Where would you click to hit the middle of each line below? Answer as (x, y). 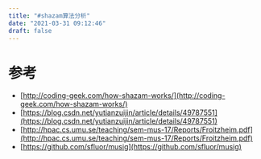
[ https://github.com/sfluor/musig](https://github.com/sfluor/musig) (130, 147)
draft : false (30, 31)
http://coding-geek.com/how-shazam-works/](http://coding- (124, 96)
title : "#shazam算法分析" (50, 16)
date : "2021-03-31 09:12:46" (57, 23)
